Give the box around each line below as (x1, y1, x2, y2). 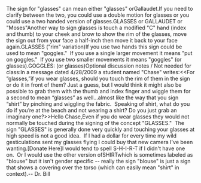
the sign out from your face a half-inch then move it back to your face (6, 37, 178, 44)
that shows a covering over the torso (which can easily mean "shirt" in (6, 164, 179, 171)
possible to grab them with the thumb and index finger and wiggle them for (6, 88, 191, 94)
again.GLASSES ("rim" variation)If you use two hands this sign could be (6, 43, 182, 50)
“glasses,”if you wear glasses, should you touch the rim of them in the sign (6, 75, 190, 82)
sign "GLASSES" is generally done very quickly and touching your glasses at (6, 126, 195, 133)
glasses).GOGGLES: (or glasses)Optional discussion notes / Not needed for (6, 62, 191, 69)
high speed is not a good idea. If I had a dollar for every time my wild (6, 132, 177, 139)
